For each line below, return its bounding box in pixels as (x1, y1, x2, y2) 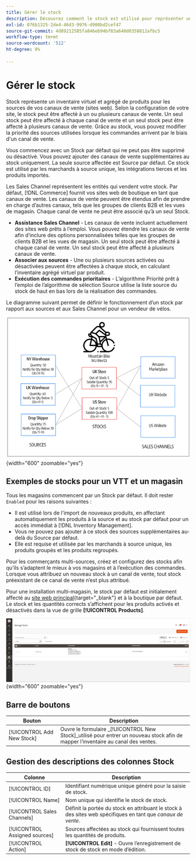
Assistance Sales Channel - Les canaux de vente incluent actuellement (14, 219, 188, 226)
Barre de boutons (6, 700, 71, 710)
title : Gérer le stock (6, 9, 61, 15)
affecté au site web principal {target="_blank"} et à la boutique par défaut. (6, 594, 183, 601)
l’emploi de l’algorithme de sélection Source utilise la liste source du (14, 281, 177, 288)
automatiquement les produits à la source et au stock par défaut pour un (14, 516, 188, 523)
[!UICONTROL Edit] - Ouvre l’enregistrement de (65, 840, 181, 847)
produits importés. (6, 172, 51, 179)
